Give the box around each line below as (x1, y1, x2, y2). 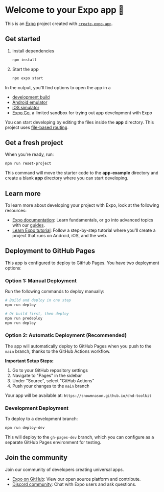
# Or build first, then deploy (5, 311, 69, 316)
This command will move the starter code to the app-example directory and (5, 170, 159, 176)
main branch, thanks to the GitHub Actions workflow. (5, 348, 111, 354)
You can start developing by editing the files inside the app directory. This (5, 119, 154, 125)
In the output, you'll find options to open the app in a (5, 84, 111, 90)
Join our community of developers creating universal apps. (5, 467, 124, 472)
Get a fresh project (5, 138, 64, 147)
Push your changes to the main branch (12, 383, 90, 389)
